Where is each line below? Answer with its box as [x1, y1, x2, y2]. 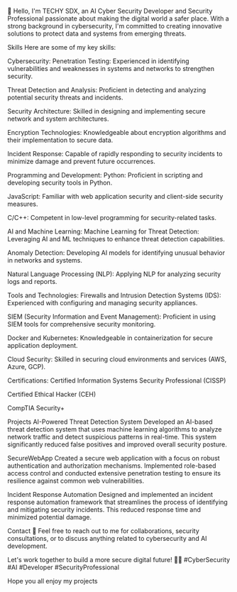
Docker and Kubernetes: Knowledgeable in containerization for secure [7, 334, 213, 342]
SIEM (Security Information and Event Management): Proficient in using [7, 312, 216, 321]
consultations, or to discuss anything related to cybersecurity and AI [7, 535, 207, 542]
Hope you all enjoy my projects [7, 577, 98, 585]
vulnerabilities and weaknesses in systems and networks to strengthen [7, 65, 215, 72]
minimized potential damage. [7, 513, 92, 521]
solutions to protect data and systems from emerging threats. [7, 29, 187, 38]
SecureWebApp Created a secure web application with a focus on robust [7, 454, 220, 462]
